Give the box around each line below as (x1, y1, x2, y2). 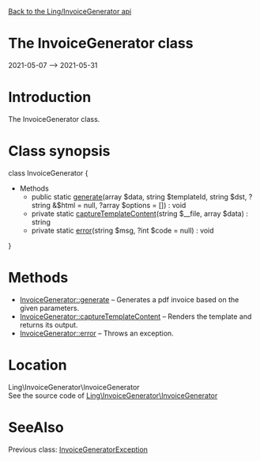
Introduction (8, 89, 92, 106)
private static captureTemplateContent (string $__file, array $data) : (31, 209, 249, 218)
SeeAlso (8, 418, 65, 436)
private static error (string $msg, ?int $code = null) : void (31, 225, 215, 235)
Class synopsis (8, 142, 111, 161)
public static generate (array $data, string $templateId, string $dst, (31, 191, 247, 201)
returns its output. (19, 320, 78, 329)
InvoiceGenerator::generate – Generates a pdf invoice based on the (19, 294, 239, 304)
